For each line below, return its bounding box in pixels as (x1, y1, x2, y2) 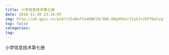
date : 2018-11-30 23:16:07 (5, 12, 62, 17)
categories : (5, 26, 30, 31)
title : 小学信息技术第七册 (5, 7, 55, 12)
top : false (5, 21, 28, 26)
